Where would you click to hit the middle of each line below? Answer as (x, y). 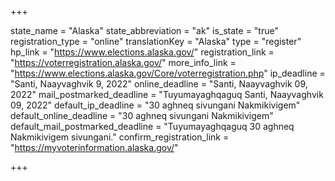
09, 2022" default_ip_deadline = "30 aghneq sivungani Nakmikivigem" (155, 105)
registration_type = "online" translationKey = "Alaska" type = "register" (156, 41)
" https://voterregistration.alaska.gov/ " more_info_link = (123, 62)
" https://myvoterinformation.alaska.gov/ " (94, 147)
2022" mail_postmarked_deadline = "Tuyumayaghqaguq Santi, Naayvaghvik (167, 94)
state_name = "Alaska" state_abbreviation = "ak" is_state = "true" (144, 30)
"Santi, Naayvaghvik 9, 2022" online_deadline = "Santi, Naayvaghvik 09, (159, 84)
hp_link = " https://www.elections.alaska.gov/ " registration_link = (142, 52)
